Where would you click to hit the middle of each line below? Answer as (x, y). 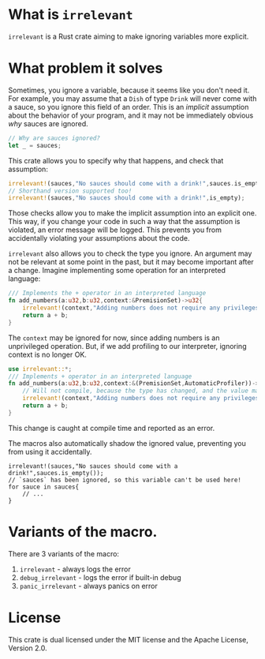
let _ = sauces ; (35, 145)
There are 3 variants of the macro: (64, 553)
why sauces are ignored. (48, 123)
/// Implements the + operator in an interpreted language (107, 294)
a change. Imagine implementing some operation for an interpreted (117, 271)
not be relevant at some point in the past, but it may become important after (131, 262)
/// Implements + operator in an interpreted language (100, 376)
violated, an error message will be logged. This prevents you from (115, 230)
